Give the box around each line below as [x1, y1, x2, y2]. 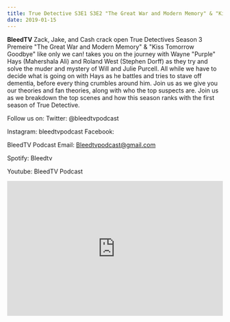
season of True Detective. [7, 101, 80, 109]
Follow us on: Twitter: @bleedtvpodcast [7, 114, 119, 122]
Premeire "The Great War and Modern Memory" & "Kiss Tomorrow [7, 42, 195, 51]
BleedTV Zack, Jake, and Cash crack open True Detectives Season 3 [7, 35, 203, 43]
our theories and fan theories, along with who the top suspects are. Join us [7, 86, 219, 95]
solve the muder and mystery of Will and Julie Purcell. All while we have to [7, 64, 217, 73]
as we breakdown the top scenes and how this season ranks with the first [7, 93, 215, 101]
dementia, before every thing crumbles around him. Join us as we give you [7, 79, 218, 87]
